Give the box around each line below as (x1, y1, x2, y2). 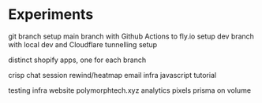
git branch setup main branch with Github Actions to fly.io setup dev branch (8, 31, 255, 41)
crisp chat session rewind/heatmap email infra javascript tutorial (8, 70, 217, 79)
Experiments (8, 6, 94, 24)
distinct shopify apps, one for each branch (8, 55, 147, 64)
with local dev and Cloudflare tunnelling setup (8, 39, 158, 49)
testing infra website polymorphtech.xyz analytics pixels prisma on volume (8, 85, 251, 95)
